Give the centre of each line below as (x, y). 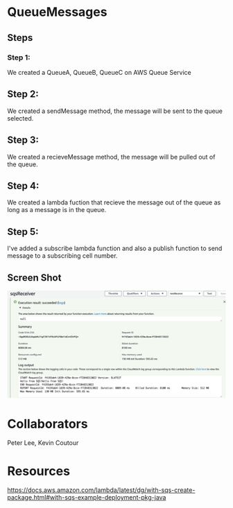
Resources (39, 471)
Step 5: (23, 232)
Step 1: (19, 58)
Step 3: (23, 140)
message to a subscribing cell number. (62, 256)
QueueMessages (57, 12)
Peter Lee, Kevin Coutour (43, 443)
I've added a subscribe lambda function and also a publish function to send (115, 248)
